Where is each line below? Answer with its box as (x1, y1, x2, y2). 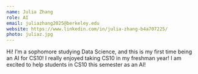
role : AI (6, 15, 29, 21)
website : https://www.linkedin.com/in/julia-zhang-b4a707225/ (6, 25, 168, 32)
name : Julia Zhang (6, 8, 53, 15)
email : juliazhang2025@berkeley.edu (6, 20, 100, 26)
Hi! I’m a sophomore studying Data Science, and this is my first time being (6, 48, 193, 55)
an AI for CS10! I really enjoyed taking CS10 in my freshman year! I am (6, 55, 182, 62)
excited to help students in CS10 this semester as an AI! (6, 61, 146, 69)
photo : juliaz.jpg (6, 32, 53, 38)
